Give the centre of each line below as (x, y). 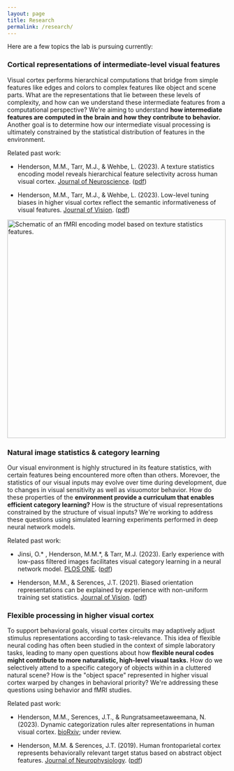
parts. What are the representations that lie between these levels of (104, 94)
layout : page (26, 14)
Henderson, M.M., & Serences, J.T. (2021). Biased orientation (105, 582)
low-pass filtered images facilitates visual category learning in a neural (119, 561)
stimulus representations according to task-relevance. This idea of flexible (114, 638)
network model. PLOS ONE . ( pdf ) (65, 569)
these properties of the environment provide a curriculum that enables (111, 497)
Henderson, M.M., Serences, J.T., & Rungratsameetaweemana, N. (112, 717)
